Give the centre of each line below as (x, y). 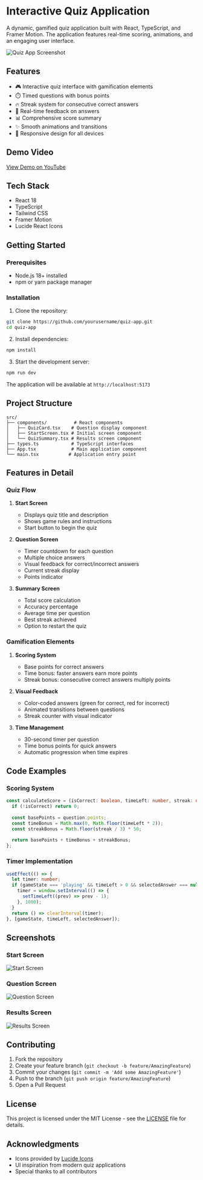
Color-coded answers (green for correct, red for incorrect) (97, 703)
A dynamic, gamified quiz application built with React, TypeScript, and (94, 28)
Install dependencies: (42, 339)
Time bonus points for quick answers (70, 746)
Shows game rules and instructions (68, 521)
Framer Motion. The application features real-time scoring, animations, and (100, 34)
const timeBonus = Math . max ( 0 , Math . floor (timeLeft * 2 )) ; (88, 823)
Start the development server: (52, 362)
